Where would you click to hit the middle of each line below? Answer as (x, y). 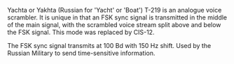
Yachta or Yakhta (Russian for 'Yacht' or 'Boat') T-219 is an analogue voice (115, 10)
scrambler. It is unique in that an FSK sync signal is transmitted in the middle (117, 17)
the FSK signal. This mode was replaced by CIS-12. (81, 32)
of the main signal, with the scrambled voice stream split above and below (114, 25)
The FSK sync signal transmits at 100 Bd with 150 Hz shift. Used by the (109, 46)
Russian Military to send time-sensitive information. (81, 53)
